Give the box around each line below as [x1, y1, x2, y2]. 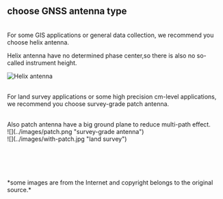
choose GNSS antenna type [7, 5, 127, 17]
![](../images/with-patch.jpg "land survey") [7, 135, 127, 143]
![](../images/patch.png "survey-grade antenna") [7, 127, 144, 135]
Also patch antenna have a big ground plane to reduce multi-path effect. [7, 120, 211, 129]
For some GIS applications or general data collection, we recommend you [7, 31, 214, 39]
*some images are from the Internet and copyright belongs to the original [7, 178, 213, 187]
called [7, 58, 25, 67]
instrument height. [25, 58, 77, 67]
